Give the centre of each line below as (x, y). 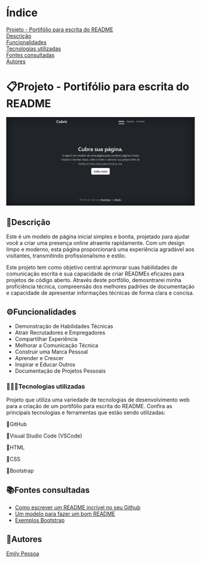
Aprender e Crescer (39, 358)
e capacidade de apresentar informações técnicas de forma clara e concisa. (100, 293)
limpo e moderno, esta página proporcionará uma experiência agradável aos (100, 250)
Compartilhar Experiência (46, 339)
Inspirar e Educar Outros (45, 365)
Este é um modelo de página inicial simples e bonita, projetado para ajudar (98, 236)
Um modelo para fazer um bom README (65, 514)
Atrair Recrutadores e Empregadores (60, 333)
